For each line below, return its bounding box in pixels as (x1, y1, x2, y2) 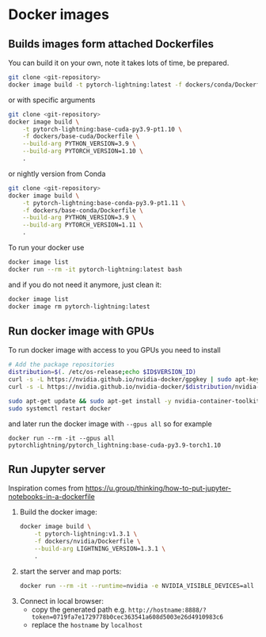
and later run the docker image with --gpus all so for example (8, 418, 212, 429)
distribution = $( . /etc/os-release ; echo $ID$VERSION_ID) (8, 368, 196, 376)
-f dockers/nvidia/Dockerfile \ (34, 537, 141, 546)
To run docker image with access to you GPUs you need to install (8, 345, 221, 355)
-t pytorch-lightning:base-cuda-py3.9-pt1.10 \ (22, 125, 182, 133)
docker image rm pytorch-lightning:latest (8, 303, 150, 311)
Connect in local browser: (19, 596, 104, 605)
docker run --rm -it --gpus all (8, 434, 115, 442)
